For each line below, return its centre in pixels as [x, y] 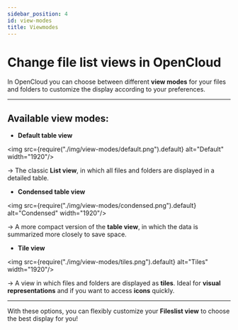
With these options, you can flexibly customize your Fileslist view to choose [119, 311]
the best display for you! [43, 319]
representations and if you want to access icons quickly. [91, 291]
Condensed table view [51, 192]
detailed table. [28, 178]
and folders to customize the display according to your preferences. [106, 89]
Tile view [31, 248]
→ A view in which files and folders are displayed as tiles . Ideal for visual [114, 283]
